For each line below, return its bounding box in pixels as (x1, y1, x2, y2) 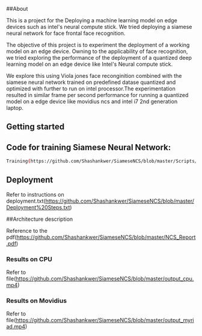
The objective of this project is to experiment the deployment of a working (6, 42, 190, 48)
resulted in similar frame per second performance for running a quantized (6, 92, 189, 98)
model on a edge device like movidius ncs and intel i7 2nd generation (6, 98, 178, 105)
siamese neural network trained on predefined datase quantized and (6, 78, 176, 86)
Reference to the (6, 227, 48, 234)
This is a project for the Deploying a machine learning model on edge (6, 17, 177, 24)
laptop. (6, 104, 24, 111)
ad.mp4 (6, 323, 26, 331)
